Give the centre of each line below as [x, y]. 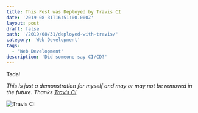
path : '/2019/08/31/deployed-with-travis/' [62, 34]
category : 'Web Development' [43, 40]
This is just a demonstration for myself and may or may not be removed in [100, 86]
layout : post [23, 23]
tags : [13, 46]
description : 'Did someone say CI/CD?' [57, 57]
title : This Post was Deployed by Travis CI [64, 12]
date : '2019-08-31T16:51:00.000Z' [50, 18]
